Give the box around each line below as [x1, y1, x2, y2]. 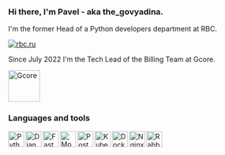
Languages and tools [8, 113, 91, 124]
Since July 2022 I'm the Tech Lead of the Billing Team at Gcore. [8, 54, 216, 65]
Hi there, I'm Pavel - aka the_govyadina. [8, 6, 164, 17]
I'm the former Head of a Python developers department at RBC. [8, 24, 218, 34]
